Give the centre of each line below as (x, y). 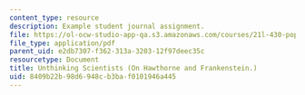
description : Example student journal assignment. (107, 26)
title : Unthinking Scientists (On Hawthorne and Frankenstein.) (133, 69)
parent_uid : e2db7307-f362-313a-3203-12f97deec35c (107, 52)
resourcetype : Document (54, 60)
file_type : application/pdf (63, 43)
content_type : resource (54, 18)
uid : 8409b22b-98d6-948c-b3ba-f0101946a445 (93, 77)
